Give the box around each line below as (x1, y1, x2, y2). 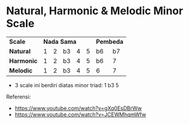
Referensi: (6, 93, 31, 100)
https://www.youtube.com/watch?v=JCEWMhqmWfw (14, 111, 147, 118)
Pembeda (96, 37, 124, 46)
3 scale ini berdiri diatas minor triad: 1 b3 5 (14, 81, 119, 88)
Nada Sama (43, 37, 77, 46)
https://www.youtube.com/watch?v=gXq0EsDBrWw (14, 104, 142, 112)
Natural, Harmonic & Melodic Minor (6, 4, 183, 18)
